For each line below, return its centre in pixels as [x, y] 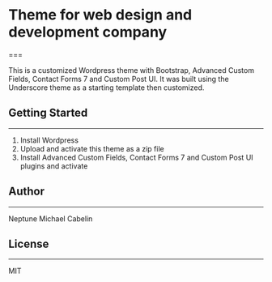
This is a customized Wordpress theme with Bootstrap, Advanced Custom [132, 70]
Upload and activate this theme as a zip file [92, 148]
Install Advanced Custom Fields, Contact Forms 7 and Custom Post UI [136, 157]
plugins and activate [54, 166]
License [29, 244]
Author [26, 192]
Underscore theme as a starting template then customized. [106, 88]
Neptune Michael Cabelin [51, 218]
